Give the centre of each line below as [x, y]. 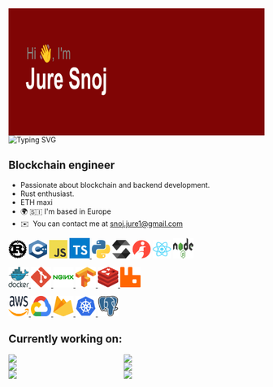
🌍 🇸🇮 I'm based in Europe [65, 211]
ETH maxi [36, 202]
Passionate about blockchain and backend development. [115, 185]
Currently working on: [65, 339]
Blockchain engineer [62, 165]
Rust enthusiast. [47, 193]
